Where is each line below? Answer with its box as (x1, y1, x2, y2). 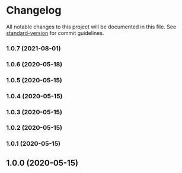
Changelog (6, 4, 62, 17)
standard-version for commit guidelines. (6, 29, 104, 36)
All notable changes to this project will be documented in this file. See (6, 23, 177, 30)
